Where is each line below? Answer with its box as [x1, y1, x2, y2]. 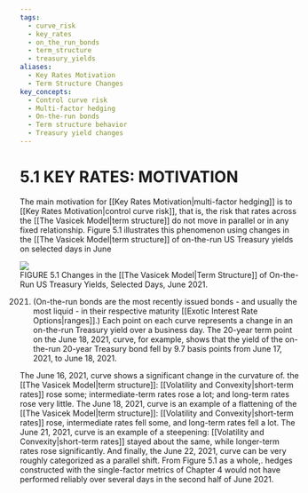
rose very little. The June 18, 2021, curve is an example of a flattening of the [20, 398, 297, 409]
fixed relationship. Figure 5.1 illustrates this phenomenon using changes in [20, 224, 290, 235]
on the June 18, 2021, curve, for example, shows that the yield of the [32, 334, 283, 345]
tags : [20, 12, 40, 22]
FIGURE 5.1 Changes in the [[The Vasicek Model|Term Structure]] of [20, 269, 268, 280]
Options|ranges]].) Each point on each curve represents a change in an [32, 314, 293, 325]
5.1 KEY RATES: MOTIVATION [20, 167, 239, 187]
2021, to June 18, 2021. [32, 353, 117, 363]
